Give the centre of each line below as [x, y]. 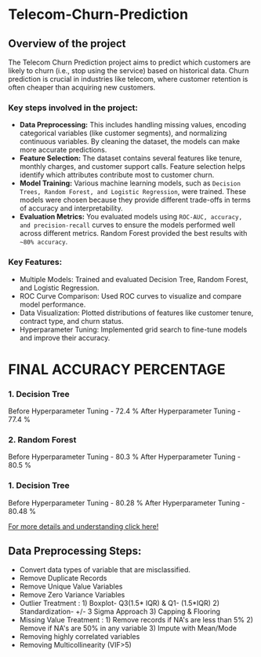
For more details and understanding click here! [83, 526]
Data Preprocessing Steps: [75, 551]
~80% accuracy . [43, 242]
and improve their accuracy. [65, 338]
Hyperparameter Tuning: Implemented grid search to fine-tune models [133, 329]
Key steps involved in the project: [73, 108]
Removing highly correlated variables [80, 637]
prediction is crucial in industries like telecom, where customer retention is [128, 79]
